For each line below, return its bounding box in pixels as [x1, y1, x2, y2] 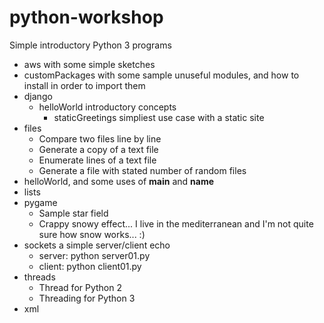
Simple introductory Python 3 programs [9, 39, 172, 51]
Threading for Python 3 [38, 292, 136, 304]
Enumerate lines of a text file [38, 154, 157, 166]
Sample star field [38, 207, 109, 219]
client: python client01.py [38, 260, 142, 272]
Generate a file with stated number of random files [38, 164, 247, 176]
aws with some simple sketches [23, 58, 156, 70]
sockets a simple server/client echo [23, 239, 171, 251]
